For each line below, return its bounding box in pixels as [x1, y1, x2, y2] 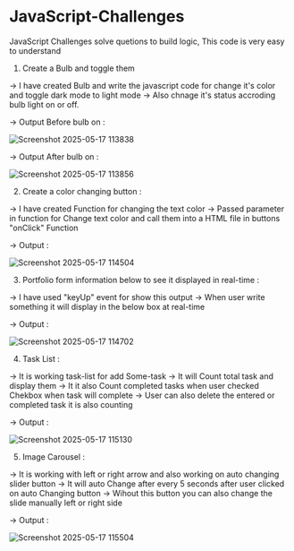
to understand [9, 45, 62, 56]
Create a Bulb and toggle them [21, 63, 136, 73]
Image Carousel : [21, 451, 86, 462]
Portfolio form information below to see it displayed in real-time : [21, 274, 260, 285]
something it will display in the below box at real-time [9, 301, 206, 312]
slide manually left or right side [9, 497, 123, 508]
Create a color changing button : [21, 185, 142, 196]
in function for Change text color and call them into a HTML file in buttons [9, 212, 281, 223]
